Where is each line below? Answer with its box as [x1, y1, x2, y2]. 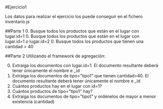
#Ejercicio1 [5, 4, 27, 10]
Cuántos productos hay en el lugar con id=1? [12, 83, 102, 89]
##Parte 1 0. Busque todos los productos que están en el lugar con [5, 28, 139, 34]
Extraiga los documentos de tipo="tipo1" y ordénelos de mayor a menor [12, 93, 156, 99]
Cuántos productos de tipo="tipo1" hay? [12, 89, 93, 94]
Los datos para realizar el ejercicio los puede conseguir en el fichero [5, 14, 143, 19]
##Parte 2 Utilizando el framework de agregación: [5, 53, 106, 59]
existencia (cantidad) [12, 99, 55, 104]
